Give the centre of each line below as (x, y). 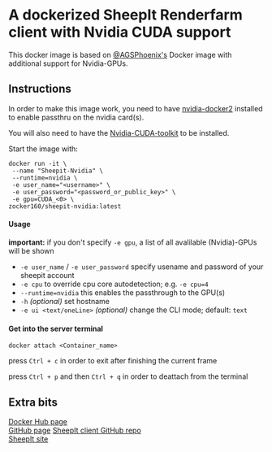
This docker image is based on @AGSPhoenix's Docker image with (120, 54)
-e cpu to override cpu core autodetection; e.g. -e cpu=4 (114, 284)
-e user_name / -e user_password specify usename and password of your (142, 267)
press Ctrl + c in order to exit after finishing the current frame (113, 361)
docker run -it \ (38, 163)
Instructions (40, 89)
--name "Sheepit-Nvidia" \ (58, 171)
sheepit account (47, 275)
